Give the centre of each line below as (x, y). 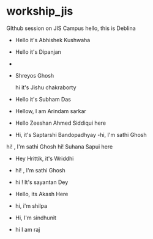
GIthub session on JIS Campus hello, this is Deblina (71, 28)
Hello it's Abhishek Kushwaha (53, 40)
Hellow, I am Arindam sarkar (51, 111)
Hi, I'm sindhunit (36, 218)
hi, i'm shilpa (31, 205)
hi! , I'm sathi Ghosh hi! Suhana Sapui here (60, 146)
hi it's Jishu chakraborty (46, 87)
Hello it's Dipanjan (38, 52)
